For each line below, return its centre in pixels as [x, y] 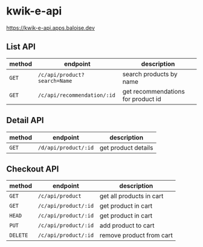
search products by [150, 74]
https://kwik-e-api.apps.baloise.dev [51, 28]
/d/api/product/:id [66, 147]
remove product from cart [136, 236]
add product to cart [127, 226]
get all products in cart [131, 196]
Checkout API [33, 169]
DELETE [19, 236]
